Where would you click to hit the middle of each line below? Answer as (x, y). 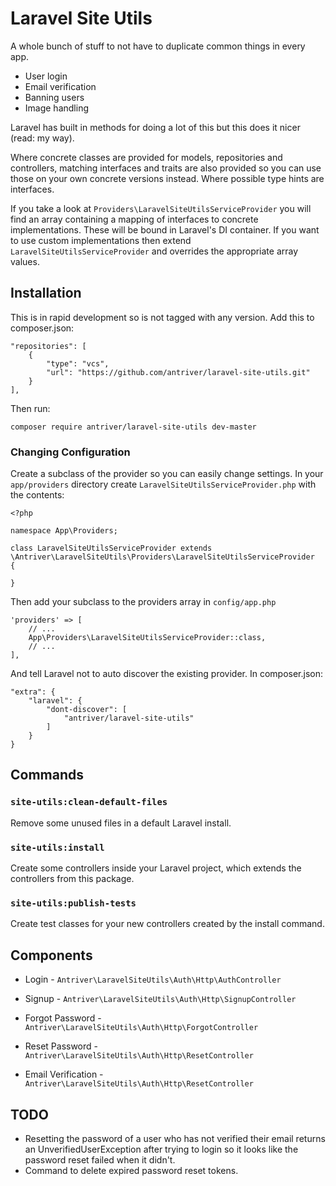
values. (25, 261)
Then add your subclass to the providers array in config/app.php (143, 602)
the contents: (37, 495)
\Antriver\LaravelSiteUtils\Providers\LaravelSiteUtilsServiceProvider (162, 557)
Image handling (56, 108)
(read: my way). (42, 138)
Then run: (30, 408)
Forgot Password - (63, 1018)
